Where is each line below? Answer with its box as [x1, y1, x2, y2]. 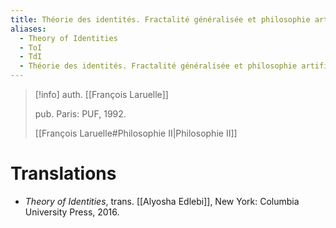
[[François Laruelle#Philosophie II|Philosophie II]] [34, 127, 238, 139]
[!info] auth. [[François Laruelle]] [34, 89, 169, 100]
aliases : [10, 24, 47, 34]
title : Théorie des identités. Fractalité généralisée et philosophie [10, 14, 311, 25]
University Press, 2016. [24, 206, 120, 218]
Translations [10, 162, 117, 185]
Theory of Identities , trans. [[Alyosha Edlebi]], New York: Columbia [24, 195, 300, 207]
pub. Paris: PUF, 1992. [34, 108, 127, 120]
